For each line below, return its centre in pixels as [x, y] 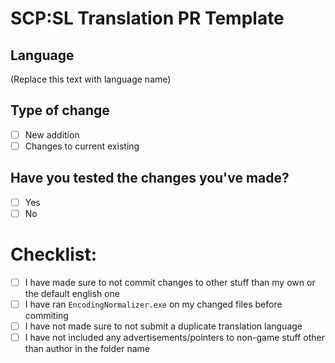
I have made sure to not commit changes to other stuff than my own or [170, 282]
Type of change [60, 110]
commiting [46, 315]
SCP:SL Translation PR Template [147, 18]
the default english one [72, 293]
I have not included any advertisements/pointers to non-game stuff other [174, 337]
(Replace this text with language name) [91, 79]
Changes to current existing [82, 146]
